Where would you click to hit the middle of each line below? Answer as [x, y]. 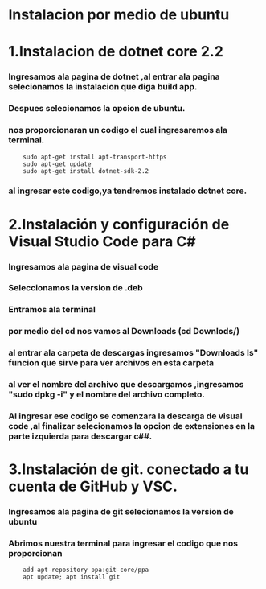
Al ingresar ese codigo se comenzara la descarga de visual [125, 416]
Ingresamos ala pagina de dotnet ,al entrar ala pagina [114, 76]
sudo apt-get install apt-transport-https [95, 157]
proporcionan [35, 554]
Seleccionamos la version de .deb [76, 288]
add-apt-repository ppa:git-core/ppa [86, 570]
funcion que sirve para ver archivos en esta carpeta [111, 363]
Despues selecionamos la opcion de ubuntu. [97, 109]
